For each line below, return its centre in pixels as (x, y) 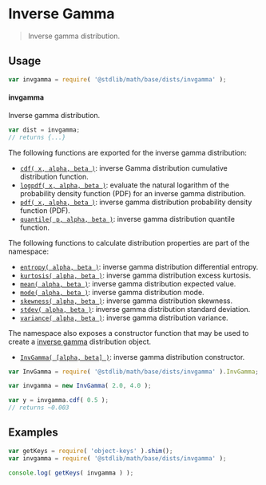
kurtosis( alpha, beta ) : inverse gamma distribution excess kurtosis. (135, 275)
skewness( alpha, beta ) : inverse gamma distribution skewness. (126, 301)
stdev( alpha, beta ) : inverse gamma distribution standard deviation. (135, 309)
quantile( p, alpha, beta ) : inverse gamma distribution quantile (127, 219)
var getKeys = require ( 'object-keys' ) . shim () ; (91, 451)
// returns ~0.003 (39, 408)
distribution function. (54, 176)
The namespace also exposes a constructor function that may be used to (129, 333)
